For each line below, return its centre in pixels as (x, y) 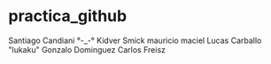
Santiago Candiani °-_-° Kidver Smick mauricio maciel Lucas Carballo (135, 40)
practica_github (68, 16)
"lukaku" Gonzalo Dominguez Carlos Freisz (87, 49)
